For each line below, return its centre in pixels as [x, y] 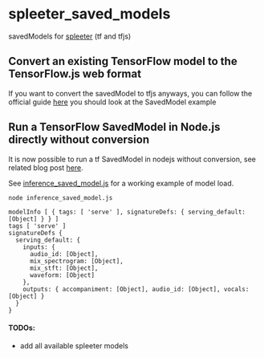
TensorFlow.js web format [75, 74]
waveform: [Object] [62, 275]
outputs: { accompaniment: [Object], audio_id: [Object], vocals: [136, 289]
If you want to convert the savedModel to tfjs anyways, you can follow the [130, 93]
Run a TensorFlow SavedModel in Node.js [114, 127]
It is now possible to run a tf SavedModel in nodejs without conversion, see [132, 159]
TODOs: [22, 328]
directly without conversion [79, 140]
